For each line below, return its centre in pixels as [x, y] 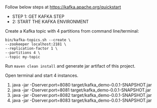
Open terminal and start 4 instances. [42, 75]
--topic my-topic [23, 57]
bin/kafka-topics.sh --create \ [38, 40]
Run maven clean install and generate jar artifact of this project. [70, 66]
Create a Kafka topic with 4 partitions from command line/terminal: [72, 31]
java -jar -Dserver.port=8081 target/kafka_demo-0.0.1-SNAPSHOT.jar [81, 90]
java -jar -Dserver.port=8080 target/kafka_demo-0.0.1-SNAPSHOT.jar [82, 85]
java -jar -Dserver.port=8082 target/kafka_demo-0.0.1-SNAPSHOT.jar [82, 95]
